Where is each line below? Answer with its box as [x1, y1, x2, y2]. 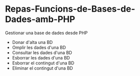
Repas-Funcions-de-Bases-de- [5, 3, 136, 15]
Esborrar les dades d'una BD [12, 55, 70, 60]
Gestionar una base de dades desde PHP [5, 30, 88, 36]
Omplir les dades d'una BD [12, 44, 66, 50]
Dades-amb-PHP [5, 14, 76, 25]
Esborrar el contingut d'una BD [12, 60, 75, 66]
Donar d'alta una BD [12, 39, 53, 45]
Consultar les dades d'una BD [12, 50, 72, 56]
